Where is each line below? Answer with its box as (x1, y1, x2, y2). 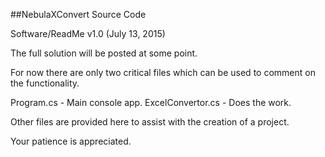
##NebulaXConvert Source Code (10, 9, 147, 20)
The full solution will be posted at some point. (10, 47, 198, 59)
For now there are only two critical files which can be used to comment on (10, 67, 316, 78)
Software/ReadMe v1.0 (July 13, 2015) (10, 28, 166, 39)
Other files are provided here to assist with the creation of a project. (10, 116, 290, 128)
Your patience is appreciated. (10, 135, 132, 147)
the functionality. (10, 77, 80, 89)
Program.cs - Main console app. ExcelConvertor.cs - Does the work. (10, 97, 292, 108)
